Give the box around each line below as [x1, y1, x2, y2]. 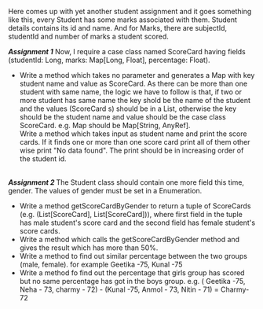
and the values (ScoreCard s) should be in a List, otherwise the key [19, 104, 237, 113]
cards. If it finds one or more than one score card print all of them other [19, 138, 250, 146]
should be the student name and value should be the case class [19, 112, 226, 121]
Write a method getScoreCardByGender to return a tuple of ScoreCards [19, 201, 251, 211]
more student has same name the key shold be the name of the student [19, 96, 251, 105]
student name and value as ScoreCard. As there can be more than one [19, 79, 248, 88]
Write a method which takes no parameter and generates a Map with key [19, 71, 255, 79]
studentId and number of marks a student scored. [8, 31, 169, 41]
